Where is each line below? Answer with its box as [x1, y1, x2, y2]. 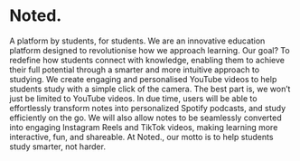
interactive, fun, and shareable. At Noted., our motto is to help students [9, 131, 274, 142]
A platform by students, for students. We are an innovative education [9, 35, 266, 46]
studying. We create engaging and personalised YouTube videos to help [9, 73, 277, 84]
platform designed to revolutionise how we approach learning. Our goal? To [9, 44, 291, 55]
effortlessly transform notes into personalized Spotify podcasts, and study [9, 102, 286, 113]
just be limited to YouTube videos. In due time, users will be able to [9, 92, 258, 104]
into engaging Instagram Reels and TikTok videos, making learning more [9, 121, 278, 132]
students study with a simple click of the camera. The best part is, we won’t [9, 83, 291, 94]
